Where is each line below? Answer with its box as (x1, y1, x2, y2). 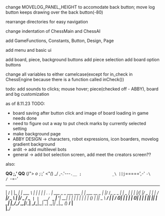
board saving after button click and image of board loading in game (12, 110, 149, 116)
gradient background (12, 141, 55, 147)
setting (12, 126, 27, 131)
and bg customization (5, 91, 49, 97)
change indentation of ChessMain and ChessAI (5, 28, 101, 34)
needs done (12, 115, 37, 121)
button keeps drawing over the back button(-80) (5, 9, 103, 15)
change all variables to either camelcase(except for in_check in (5, 71, 133, 77)
